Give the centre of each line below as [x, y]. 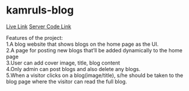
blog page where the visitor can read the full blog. [67, 81]
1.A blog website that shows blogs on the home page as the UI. [82, 44]
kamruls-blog [40, 10]
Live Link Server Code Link [39, 26]
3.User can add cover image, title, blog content [63, 63]
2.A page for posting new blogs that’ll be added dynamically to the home [94, 50]
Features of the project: [34, 38]
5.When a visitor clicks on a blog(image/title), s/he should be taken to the [95, 75]
